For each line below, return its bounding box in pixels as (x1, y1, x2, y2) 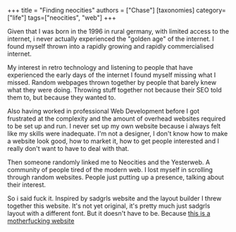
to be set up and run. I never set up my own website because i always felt (7, 122, 221, 130)
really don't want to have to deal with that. (7, 145, 130, 152)
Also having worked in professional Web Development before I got (7, 107, 199, 115)
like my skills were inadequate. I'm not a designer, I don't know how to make (7, 130, 228, 138)
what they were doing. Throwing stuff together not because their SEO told (7, 86, 222, 94)
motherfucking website (7, 216, 75, 225)
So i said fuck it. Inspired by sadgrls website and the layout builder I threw (7, 194, 222, 202)
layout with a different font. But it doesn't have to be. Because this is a (7, 209, 211, 217)
